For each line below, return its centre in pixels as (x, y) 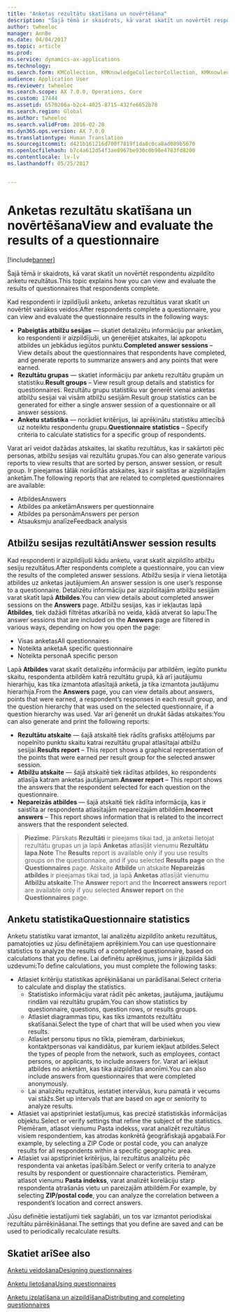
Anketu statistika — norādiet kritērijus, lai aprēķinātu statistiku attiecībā (121, 419)
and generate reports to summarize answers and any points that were (118, 360)
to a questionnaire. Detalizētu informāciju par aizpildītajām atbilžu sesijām (113, 590)
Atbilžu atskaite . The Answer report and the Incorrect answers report (126, 882)
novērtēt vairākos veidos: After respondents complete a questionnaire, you (114, 309)
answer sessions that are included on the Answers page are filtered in (109, 619)
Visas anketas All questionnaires (63, 640)
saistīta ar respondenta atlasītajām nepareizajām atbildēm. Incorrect (115, 809)
